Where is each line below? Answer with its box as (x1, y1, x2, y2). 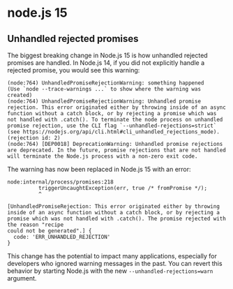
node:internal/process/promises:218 (7, 179, 114, 186)
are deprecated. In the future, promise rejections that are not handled (7, 147, 227, 154)
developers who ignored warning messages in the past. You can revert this (7, 260, 223, 267)
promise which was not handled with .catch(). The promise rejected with (7, 215, 227, 222)
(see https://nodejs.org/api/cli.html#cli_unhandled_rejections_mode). (7, 128, 220, 135)
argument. (7, 274, 37, 282)
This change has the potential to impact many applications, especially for (7, 252, 218, 260)
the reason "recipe (7, 221, 64, 228)
